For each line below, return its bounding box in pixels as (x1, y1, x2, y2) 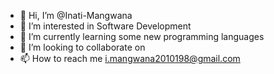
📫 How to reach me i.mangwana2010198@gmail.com (19, 53, 241, 64)
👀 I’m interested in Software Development (19, 20, 192, 32)
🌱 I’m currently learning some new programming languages (19, 31, 265, 42)
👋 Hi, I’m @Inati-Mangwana (19, 10, 133, 21)
